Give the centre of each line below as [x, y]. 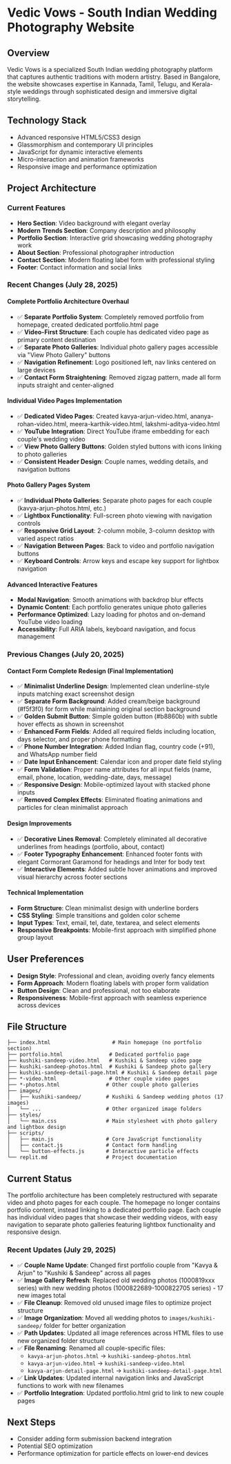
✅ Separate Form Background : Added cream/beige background [109, 701]
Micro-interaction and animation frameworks [81, 159]
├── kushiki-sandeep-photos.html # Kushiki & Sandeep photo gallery [109, 1067]
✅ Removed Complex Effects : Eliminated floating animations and [110, 800]
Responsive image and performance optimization [87, 167]
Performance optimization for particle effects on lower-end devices [113, 1454]
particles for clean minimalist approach [72, 808]
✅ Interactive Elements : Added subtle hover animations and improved [117, 869]
